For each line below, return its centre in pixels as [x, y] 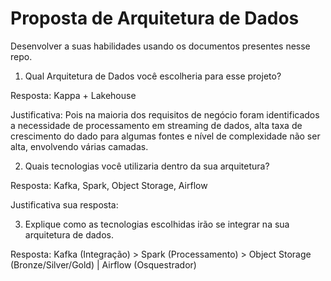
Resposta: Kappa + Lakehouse [73, 95]
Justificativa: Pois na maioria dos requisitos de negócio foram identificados [165, 114]
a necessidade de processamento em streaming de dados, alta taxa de [156, 125]
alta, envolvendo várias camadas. [79, 146]
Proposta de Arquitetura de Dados [155, 18]
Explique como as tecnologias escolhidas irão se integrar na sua [157, 224]
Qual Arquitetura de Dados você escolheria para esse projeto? [153, 76]
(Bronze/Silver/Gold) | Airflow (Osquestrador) [103, 264]
